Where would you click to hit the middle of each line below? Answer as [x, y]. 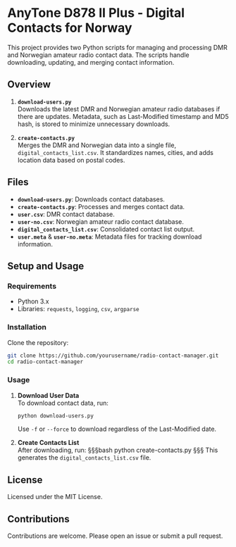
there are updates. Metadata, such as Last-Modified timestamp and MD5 [123, 116]
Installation [27, 327]
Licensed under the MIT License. [55, 497]
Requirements [32, 286]
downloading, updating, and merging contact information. [91, 62]
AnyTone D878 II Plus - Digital [96, 13]
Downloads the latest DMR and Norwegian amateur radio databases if [119, 109]
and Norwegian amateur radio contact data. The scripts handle [98, 55]
